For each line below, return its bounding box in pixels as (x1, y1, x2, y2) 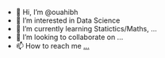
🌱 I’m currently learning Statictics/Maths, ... (15, 24, 157, 33)
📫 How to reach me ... (15, 42, 90, 50)
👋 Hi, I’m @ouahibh (15, 8, 79, 16)
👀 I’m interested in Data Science (15, 16, 121, 25)
